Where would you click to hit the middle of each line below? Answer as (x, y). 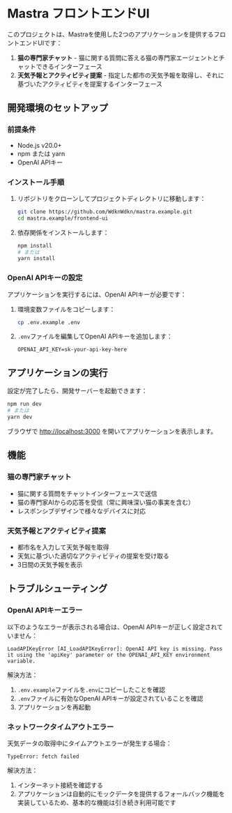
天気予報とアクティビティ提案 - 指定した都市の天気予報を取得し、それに (121, 75)
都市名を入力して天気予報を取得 (63, 547)
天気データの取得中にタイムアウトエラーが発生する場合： (90, 743)
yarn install (36, 259)
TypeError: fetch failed (43, 757)
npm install (34, 245)
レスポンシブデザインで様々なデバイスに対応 (82, 511)
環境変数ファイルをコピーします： (66, 309)
